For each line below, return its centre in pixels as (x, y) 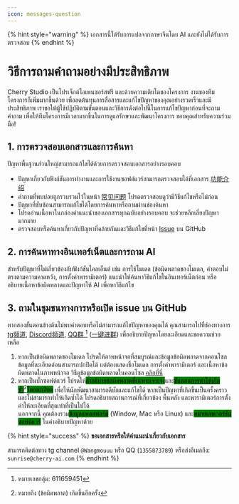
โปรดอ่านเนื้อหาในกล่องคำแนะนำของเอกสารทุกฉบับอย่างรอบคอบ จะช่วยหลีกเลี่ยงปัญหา (118, 213)
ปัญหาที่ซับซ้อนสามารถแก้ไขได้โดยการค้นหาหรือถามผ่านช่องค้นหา (93, 205)
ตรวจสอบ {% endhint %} (41, 42)
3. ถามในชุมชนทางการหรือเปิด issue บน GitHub (97, 308)
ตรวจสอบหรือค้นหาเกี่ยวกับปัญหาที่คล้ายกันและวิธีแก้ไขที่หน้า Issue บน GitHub (112, 229)
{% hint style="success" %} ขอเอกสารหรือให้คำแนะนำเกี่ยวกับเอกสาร (97, 436)
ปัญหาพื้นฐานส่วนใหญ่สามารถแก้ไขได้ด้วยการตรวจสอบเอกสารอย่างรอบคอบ (94, 164)
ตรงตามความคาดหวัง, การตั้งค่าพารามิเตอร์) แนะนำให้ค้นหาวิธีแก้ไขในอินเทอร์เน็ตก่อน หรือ (112, 277)
